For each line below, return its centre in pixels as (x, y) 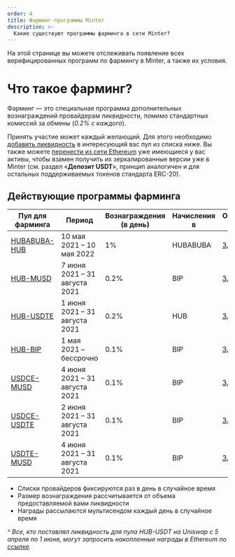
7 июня (73, 265)
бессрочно (80, 358)
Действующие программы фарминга (94, 196)
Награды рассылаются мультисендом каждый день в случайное (114, 511)
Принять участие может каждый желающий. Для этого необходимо (109, 137)
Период (80, 220)
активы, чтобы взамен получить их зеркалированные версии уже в (108, 159)
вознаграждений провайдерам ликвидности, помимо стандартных (108, 116)
